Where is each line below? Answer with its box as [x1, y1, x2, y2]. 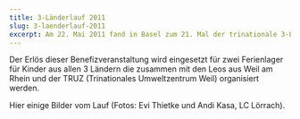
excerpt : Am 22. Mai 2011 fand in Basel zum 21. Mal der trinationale [9, 30, 278, 38]
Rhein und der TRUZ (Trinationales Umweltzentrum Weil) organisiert [9, 73, 260, 84]
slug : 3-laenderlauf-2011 [9, 21, 105, 30]
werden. [9, 82, 40, 94]
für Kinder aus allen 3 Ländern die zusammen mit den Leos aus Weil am [9, 64, 274, 74]
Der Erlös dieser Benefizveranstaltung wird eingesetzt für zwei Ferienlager [9, 55, 284, 65]
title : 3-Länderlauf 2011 [9, 13, 105, 22]
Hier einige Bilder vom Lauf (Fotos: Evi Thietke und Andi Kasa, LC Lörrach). [9, 100, 286, 111]
